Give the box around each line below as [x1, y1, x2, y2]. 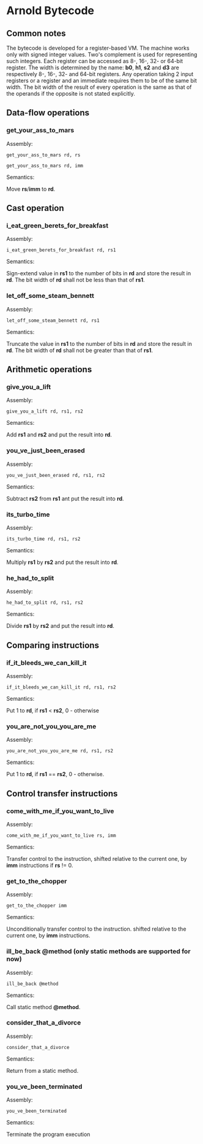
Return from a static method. [6, 1067, 79, 1074]
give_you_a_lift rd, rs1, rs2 [6, 408, 84, 414]
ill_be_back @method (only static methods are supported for [6, 947, 191, 956]
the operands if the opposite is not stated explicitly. [6, 90, 136, 97]
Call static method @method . [6, 1003, 81, 1010]
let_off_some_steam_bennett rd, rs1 [6, 317, 100, 324]
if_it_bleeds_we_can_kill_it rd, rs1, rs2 [6, 684, 116, 690]
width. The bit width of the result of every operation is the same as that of [6, 83, 192, 91]
